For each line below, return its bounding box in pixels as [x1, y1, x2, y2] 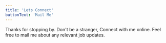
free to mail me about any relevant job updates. [5, 32, 105, 38]
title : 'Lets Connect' [5, 7, 54, 13]
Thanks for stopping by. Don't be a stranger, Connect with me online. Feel [5, 26, 161, 32]
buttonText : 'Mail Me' [5, 12, 54, 17]
